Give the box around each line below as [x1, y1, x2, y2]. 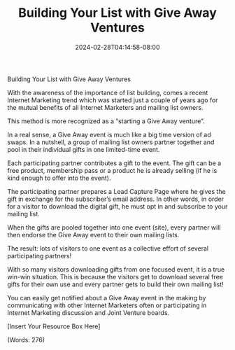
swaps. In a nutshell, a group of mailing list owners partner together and [7, 138, 215, 146]
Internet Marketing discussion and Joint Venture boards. [7, 308, 170, 316]
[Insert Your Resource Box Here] [7, 322, 101, 330]
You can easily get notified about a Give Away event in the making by [7, 293, 206, 302]
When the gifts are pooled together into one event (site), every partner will [7, 223, 221, 232]
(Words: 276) [7, 335, 45, 344]
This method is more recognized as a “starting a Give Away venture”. [7, 117, 205, 125]
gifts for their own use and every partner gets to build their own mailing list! [7, 280, 224, 288]
